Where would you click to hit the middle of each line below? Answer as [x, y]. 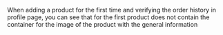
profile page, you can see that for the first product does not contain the [108, 17]
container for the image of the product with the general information [103, 24]
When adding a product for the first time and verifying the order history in [111, 10]
